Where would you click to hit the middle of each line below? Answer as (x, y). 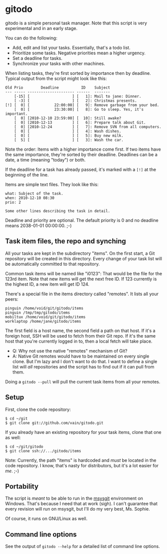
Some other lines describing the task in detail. (58, 211)
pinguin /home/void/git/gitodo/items (44, 308)
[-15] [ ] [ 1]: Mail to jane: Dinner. (78, 96)
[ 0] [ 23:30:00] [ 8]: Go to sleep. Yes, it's (79, 109)
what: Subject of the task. (34, 193)
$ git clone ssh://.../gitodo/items (43, 451)
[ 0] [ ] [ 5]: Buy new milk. (69, 136)
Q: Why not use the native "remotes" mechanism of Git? (70, 351)
